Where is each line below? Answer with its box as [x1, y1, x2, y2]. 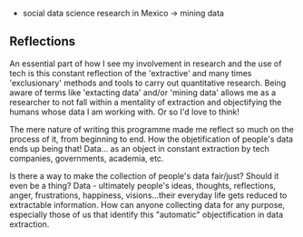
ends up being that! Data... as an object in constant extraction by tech [9, 143, 270, 153]
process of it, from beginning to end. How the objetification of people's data [9, 133, 293, 144]
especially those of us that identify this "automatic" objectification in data [9, 209, 284, 220]
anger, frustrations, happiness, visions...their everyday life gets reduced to [9, 190, 288, 201]
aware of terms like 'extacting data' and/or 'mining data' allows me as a [9, 86, 277, 98]
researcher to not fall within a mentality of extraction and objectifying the [9, 96, 282, 107]
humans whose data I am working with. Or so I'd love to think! [9, 106, 240, 117]
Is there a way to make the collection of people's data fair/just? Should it [9, 170, 279, 181]
